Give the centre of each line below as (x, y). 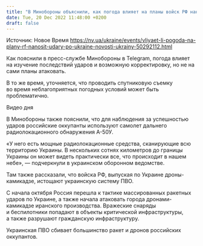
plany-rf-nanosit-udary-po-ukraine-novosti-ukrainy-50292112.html (89, 47)
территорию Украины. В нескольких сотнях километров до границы (95, 150)
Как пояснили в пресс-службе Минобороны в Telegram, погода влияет (98, 59)
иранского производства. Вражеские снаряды (96, 206)
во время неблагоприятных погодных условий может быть (82, 89)
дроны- (174, 175)
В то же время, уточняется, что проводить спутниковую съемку (90, 83)
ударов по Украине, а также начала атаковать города (76, 199)
